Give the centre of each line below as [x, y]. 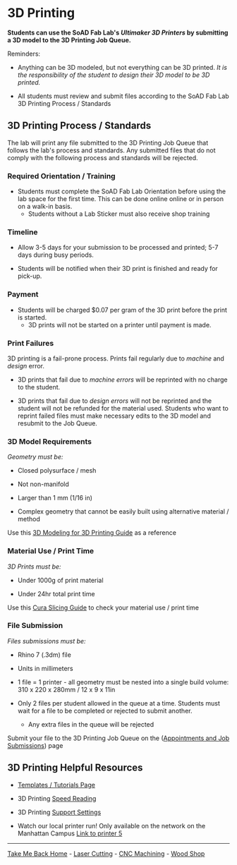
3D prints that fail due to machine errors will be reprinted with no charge [122, 380]
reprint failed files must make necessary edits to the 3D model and [114, 416]
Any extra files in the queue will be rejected [91, 724]
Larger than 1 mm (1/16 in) [55, 498]
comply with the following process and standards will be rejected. [103, 157]
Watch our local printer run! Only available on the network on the [111, 825]
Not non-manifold [43, 484]
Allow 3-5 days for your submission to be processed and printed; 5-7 [118, 248]
